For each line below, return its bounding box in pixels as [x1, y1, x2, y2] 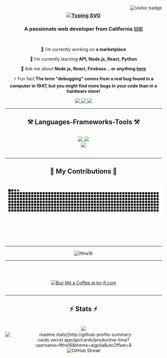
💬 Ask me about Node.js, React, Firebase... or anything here [20, 66, 147, 72]
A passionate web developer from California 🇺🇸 [24, 25, 143, 32]
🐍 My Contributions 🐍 [50, 167, 117, 176]
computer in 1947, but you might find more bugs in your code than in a [9, 83, 158, 89]
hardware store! [67, 88, 100, 94]
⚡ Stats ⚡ [69, 305, 98, 313]
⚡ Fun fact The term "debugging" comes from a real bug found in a [13, 76, 154, 82]
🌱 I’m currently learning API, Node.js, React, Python [30, 56, 137, 62]
